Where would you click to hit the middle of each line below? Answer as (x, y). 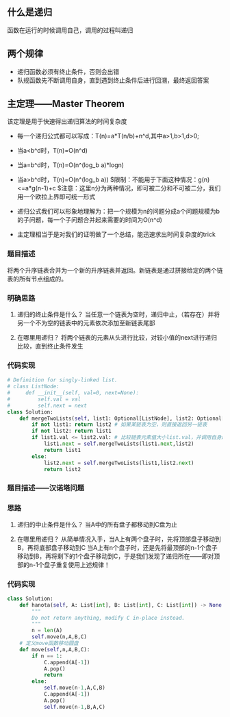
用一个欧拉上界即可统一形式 (56, 197)
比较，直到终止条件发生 (50, 346)
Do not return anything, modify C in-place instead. (108, 618)
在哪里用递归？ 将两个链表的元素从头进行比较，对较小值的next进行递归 (117, 338)
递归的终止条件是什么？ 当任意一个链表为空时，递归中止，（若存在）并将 (118, 314)
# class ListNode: (33, 387)
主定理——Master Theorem (66, 104)
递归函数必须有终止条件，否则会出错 (68, 71)
